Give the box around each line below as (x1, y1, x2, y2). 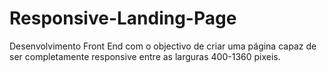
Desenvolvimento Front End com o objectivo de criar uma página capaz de (9, 40, 317, 52)
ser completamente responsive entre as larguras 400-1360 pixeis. (9, 50, 281, 62)
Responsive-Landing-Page (9, 7, 237, 30)
